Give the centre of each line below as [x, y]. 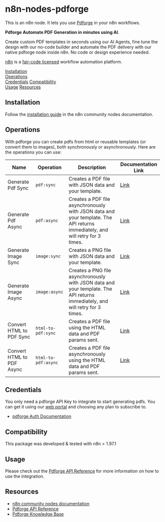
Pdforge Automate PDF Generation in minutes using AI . [62, 32]
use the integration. [25, 476]
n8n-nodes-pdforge [47, 9]
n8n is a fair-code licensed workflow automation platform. [64, 61]
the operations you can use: [33, 152]
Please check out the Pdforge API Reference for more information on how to [82, 471]
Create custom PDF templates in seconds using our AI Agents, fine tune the [82, 42]
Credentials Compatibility [31, 82]
